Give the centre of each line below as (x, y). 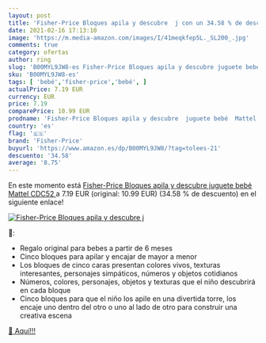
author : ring (30, 60)
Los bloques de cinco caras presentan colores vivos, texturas (120, 265)
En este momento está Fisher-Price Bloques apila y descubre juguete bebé (130, 185)
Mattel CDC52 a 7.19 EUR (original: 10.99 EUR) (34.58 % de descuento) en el (133, 194)
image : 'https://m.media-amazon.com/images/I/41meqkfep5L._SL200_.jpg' (129, 38)
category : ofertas (38, 52)
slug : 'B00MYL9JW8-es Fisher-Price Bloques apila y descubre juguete (125, 67)
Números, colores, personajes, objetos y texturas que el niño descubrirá (137, 282)
